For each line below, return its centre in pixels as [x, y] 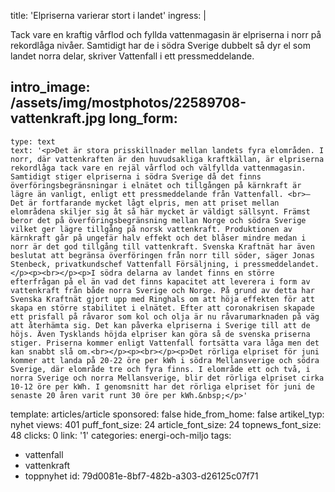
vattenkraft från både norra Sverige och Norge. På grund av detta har [162, 290]
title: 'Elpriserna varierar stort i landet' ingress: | [108, 15]
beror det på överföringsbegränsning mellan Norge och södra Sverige [158, 220]
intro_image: [50, 87]
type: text [33, 141]
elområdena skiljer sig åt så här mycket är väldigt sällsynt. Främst [160, 211]
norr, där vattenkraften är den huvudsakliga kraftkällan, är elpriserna [167, 159]
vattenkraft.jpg [58, 118]
